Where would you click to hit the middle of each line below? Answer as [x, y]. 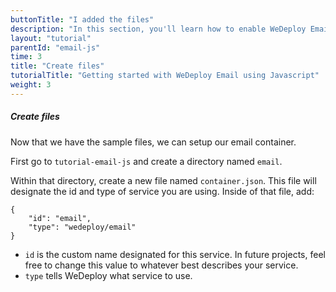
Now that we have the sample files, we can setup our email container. [153, 142]
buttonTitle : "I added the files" [82, 19]
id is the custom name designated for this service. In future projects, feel [175, 254]
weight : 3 [31, 85]
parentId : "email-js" [55, 47]
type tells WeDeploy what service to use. [108, 275]
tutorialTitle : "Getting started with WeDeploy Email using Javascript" [165, 76]
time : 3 [26, 57]
